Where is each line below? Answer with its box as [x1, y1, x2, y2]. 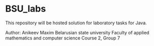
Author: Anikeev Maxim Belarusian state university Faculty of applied [5, 29, 149, 35]
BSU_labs [5, 3, 46, 15]
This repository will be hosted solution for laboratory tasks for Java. [5, 20, 147, 26]
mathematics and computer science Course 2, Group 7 [5, 35, 120, 41]
